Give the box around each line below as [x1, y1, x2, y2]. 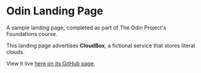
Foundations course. [6, 30, 58, 37]
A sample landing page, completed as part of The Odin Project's [6, 24, 166, 31]
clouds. [6, 48, 25, 55]
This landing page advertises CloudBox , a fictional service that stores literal [6, 42, 196, 49]
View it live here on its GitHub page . [6, 60, 96, 67]
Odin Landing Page [6, 4, 104, 18]
